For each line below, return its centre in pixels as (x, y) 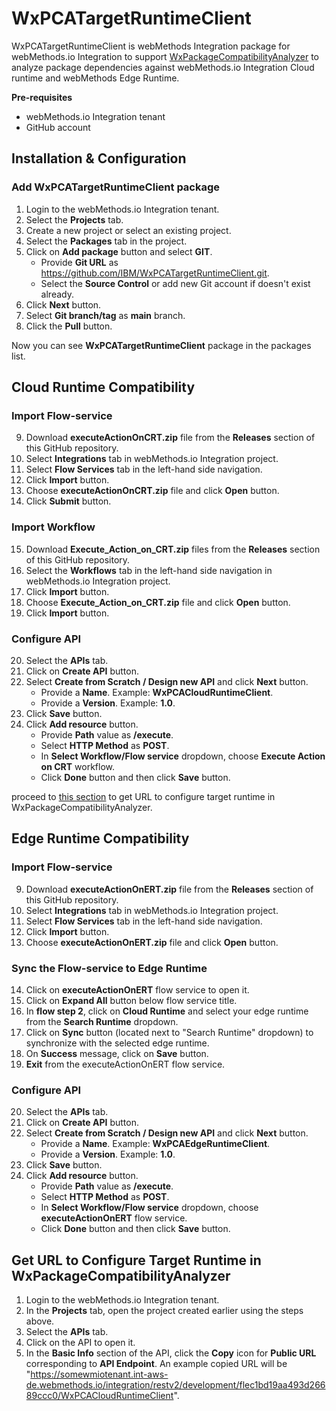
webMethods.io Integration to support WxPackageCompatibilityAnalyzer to (165, 56)
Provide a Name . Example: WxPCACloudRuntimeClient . (157, 692)
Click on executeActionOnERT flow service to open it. (137, 989)
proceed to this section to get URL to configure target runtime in (143, 796)
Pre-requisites (42, 97)
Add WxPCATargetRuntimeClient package (116, 187)
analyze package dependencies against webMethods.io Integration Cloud (163, 67)
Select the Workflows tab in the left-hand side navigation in (149, 570)
